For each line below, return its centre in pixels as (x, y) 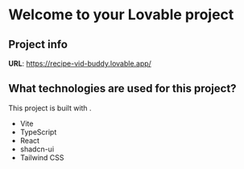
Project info (38, 44)
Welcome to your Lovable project (121, 15)
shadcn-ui (37, 149)
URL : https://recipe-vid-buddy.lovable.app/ (80, 63)
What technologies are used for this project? (122, 89)
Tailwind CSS (42, 157)
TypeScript (38, 132)
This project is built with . (50, 108)
